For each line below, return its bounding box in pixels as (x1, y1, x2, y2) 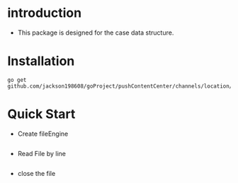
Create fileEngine (17, 129, 69, 138)
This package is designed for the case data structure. (17, 28, 174, 37)
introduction (7, 5, 82, 21)
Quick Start (7, 106, 76, 122)
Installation (7, 53, 75, 69)
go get (7, 76, 27, 83)
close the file (17, 169, 56, 177)
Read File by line (17, 149, 66, 158)
